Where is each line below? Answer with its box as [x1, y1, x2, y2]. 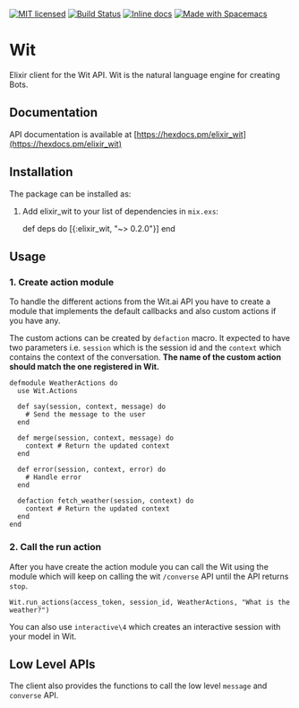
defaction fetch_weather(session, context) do [17, 496, 194, 506]
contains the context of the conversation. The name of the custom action [9, 352, 282, 363]
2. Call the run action [9, 541, 101, 554]
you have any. [9, 315, 61, 327]
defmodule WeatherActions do [9, 379, 118, 388]
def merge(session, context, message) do [17, 433, 175, 443]
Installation [9, 164, 73, 179]
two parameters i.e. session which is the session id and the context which [9, 342, 282, 354]
